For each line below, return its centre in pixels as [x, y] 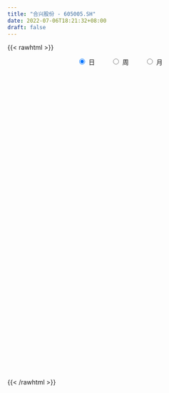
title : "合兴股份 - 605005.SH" [52, 14]
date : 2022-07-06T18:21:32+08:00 [57, 21]
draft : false [27, 27]
